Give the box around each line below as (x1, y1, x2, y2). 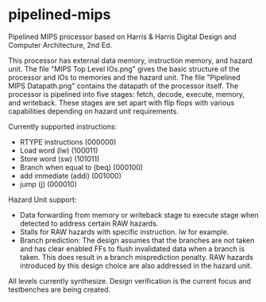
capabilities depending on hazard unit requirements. (8, 106, 179, 116)
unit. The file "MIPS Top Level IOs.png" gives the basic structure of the (8, 64, 240, 73)
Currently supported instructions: (8, 122, 118, 131)
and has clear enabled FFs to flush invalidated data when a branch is (19, 244, 245, 254)
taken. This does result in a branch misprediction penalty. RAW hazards (19, 252, 254, 261)
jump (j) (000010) (19, 179, 78, 188)
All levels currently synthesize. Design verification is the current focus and (8, 276, 252, 285)
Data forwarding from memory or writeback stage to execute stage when (19, 210, 259, 219)
